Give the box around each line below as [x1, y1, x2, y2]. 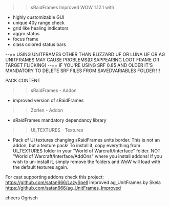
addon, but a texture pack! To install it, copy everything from [12, 143, 141, 148]
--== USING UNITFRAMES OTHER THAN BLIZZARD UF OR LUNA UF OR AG [5, 51, 165, 57]
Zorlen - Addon [30, 107, 63, 113]
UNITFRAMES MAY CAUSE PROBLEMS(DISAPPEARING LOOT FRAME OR [5, 57, 160, 63]
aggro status [12, 31, 40, 36]
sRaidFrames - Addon [30, 87, 77, 94]
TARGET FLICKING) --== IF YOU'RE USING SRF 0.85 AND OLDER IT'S [5, 62, 153, 68]
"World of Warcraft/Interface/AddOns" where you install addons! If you [12, 153, 162, 159]
